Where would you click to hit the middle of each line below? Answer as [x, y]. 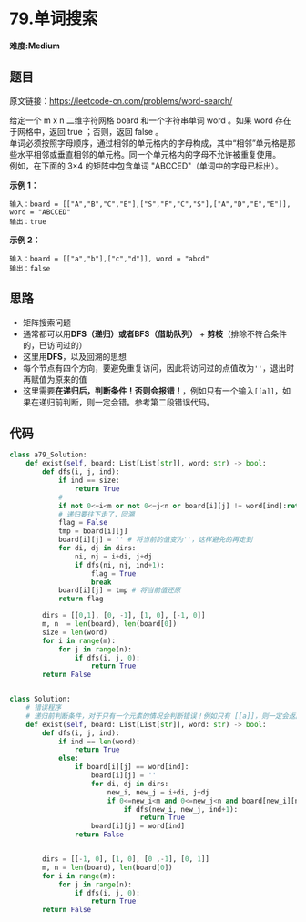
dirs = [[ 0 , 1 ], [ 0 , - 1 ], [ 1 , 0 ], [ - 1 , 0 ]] [124, 616]
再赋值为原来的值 [55, 379]
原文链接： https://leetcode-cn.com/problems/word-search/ [121, 100]
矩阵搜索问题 [46, 322]
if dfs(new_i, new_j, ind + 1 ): [181, 809]
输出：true [28, 221]
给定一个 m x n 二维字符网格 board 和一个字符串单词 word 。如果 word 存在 [150, 120]
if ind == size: [89, 480]
